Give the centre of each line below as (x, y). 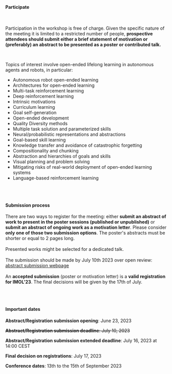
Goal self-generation (35, 113)
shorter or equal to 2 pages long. (40, 239)
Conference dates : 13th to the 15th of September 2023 (63, 366)
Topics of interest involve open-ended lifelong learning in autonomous (80, 65)
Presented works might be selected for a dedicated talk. (65, 249)
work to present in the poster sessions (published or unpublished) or (80, 222)
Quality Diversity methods (40, 124)
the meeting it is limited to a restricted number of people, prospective (79, 34)
